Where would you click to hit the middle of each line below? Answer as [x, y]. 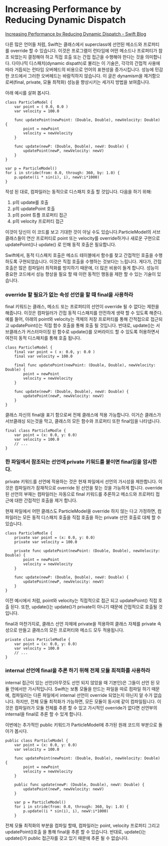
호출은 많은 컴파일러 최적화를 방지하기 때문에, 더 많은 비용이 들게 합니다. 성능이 [82, 267]
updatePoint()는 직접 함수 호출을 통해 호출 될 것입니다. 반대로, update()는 [82, 325]
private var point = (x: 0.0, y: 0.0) [55, 537]
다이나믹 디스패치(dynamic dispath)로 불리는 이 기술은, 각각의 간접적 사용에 [86, 63]
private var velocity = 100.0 [46, 542]
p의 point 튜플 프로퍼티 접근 [40, 215]
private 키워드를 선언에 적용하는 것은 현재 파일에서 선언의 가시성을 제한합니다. [81, 481]
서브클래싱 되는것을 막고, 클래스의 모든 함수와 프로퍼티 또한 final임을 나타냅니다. [83, 421]
